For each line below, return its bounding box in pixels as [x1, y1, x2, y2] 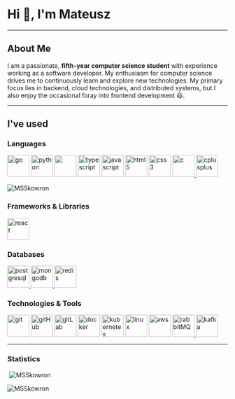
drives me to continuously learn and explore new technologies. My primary [7, 76, 223, 85]
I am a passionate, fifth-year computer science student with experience [7, 61, 218, 69]
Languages [7, 139, 47, 149]
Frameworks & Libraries [7, 202, 90, 211]
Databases [7, 249, 45, 259]
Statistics [7, 354, 41, 364]
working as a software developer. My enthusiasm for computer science [7, 69, 213, 77]
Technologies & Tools [7, 298, 82, 308]
